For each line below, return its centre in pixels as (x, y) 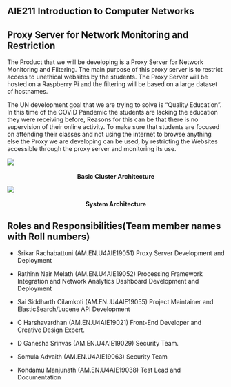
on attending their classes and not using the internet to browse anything (109, 135)
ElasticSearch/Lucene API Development (73, 309)
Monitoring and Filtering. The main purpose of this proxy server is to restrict (115, 70)
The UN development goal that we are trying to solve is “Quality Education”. (114, 105)
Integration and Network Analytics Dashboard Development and (108, 281)
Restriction (31, 45)
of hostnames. (28, 92)
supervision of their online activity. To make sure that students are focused (113, 127)
